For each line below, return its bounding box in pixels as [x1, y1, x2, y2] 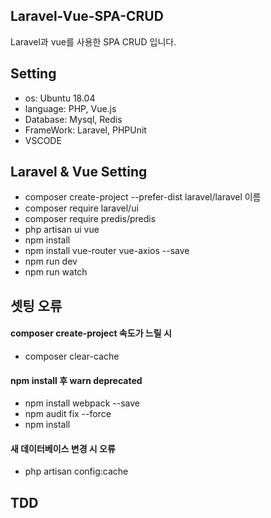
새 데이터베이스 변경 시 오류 [10, 442, 116, 454]
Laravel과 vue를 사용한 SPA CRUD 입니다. [10, 35, 177, 48]
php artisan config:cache [24, 465, 129, 478]
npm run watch [24, 266, 88, 278]
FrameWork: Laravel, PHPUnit [24, 124, 147, 136]
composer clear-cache [24, 350, 120, 363]
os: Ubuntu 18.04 [24, 92, 96, 104]
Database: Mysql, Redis [24, 113, 123, 125]
